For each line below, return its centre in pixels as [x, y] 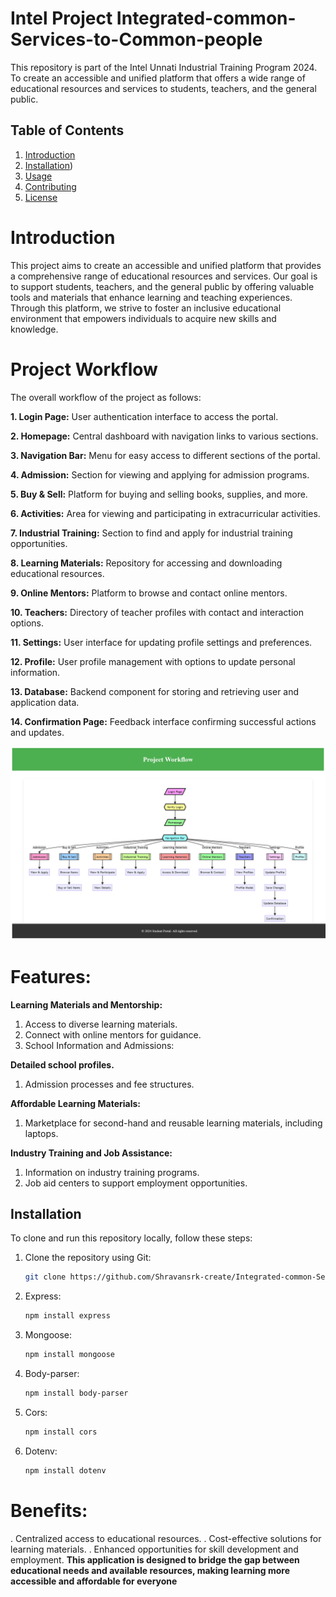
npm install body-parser [76, 1393]
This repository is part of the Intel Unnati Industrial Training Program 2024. [164, 67]
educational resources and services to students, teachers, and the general [163, 88]
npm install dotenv [65, 1470]
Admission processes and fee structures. [109, 1084]
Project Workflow [84, 369]
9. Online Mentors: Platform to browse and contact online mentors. [149, 593]
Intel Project [61, 18]
